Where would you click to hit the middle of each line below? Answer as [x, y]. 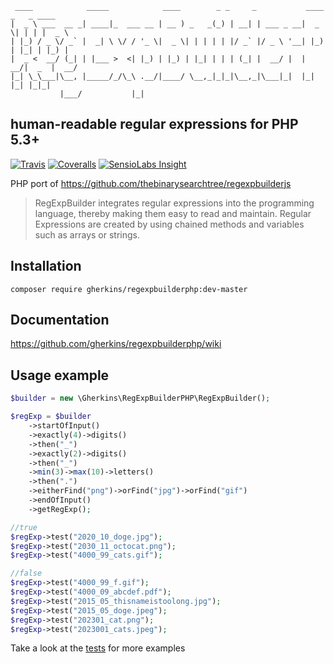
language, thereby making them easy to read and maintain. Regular [173, 213]
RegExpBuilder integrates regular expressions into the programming [174, 203]
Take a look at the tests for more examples [98, 648]
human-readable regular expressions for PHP [154, 124]
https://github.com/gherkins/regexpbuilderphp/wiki [116, 344]
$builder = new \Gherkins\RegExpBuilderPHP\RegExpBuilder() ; [140, 398]
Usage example [60, 375]
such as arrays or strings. [87, 234]
